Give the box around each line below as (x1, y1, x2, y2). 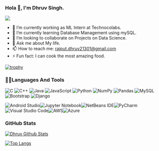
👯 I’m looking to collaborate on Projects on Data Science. (12, 35, 127, 41)
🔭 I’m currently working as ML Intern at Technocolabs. (12, 24, 121, 31)
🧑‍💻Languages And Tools (5, 77, 65, 84)
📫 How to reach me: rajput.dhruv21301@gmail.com (12, 46, 116, 52)
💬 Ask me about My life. (12, 40, 60, 46)
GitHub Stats (5, 120, 36, 127)
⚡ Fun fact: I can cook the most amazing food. (12, 53, 105, 59)
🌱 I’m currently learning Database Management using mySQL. (12, 30, 137, 36)
